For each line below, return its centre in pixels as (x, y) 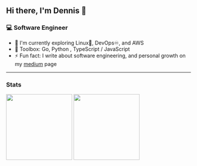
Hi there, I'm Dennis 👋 (46, 11)
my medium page (35, 64)
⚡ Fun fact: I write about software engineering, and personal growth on (100, 56)
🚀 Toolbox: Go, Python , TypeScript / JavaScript (72, 49)
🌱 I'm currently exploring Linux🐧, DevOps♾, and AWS (79, 43)
